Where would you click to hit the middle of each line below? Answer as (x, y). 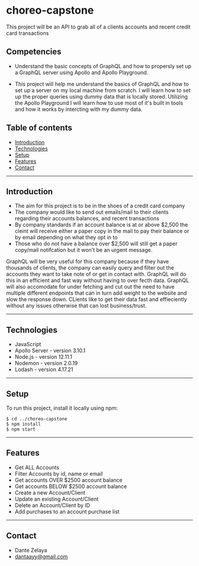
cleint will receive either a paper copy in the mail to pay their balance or (102, 231)
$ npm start (21, 429)
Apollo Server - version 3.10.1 (50, 350)
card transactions (28, 33)
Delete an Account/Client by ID (52, 505)
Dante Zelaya (31, 550)
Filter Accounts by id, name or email (59, 473)
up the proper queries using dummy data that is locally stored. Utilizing (101, 96)
